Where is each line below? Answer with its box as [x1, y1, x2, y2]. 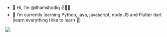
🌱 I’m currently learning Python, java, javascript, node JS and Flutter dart [12, 12, 162, 17]
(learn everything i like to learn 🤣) [12, 17, 81, 23]
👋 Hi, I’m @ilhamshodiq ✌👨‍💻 [12, 4, 71, 10]
